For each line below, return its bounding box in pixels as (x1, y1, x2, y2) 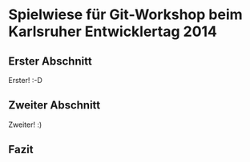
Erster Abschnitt (8, 54, 92, 68)
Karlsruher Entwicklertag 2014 (8, 22, 218, 41)
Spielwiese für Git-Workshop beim (8, 6, 243, 24)
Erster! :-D (8, 76, 42, 85)
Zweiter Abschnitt (8, 98, 101, 113)
